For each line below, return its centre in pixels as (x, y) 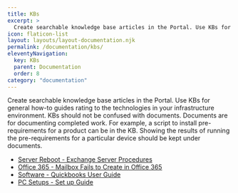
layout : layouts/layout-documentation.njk (71, 41)
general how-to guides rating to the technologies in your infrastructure (111, 108)
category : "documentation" (47, 80)
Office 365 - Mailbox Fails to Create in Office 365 (90, 167)
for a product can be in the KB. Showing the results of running (139, 131)
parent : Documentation (47, 67)
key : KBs (27, 61)
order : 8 (27, 73)
